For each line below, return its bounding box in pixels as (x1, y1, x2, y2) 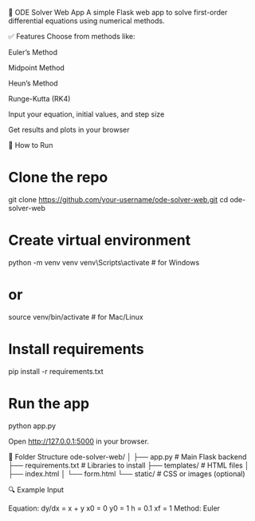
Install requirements (8, 340, 145, 358)
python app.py (8, 420, 57, 431)
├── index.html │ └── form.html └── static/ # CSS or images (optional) (8, 468, 245, 479)
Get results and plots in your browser (8, 125, 130, 134)
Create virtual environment (8, 232, 191, 249)
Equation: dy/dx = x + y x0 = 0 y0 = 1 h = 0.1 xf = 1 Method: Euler (8, 503, 221, 513)
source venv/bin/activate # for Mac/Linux (8, 312, 143, 321)
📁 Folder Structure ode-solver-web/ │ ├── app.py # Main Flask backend (8, 451, 247, 461)
